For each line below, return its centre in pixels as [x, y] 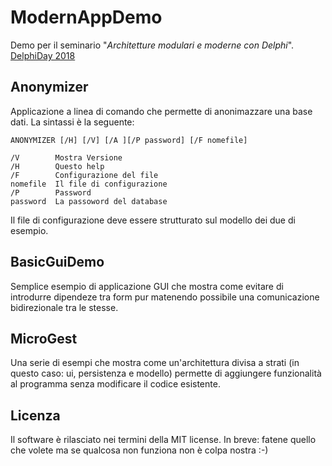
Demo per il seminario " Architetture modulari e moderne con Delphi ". [152, 45]
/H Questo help [57, 166]
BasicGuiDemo [57, 262]
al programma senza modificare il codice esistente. [115, 384]
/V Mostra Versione [66, 157]
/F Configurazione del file [84, 175]
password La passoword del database [89, 201]
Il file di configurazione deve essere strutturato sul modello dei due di [153, 220]
